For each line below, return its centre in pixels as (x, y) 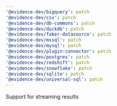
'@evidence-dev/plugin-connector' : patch (58, 51)
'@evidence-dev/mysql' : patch (44, 46)
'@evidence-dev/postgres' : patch (48, 57)
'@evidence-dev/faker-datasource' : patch (58, 35)
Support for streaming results (42, 97)
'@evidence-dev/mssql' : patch (44, 40)
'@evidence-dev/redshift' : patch (48, 62)
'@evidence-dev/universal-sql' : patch (54, 79)
